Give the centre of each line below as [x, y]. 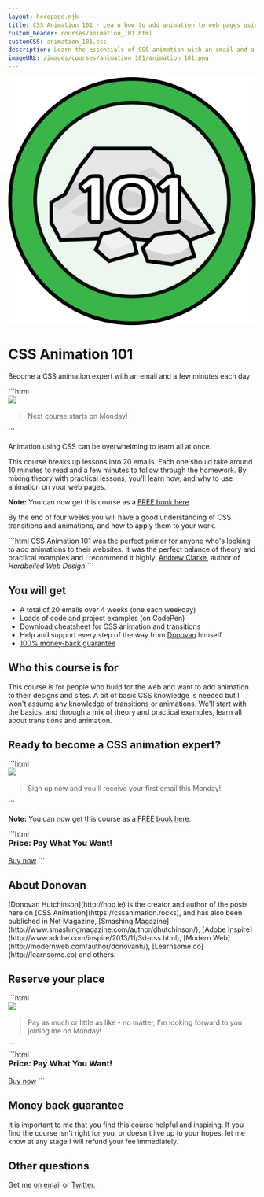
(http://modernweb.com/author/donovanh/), [79, 946]
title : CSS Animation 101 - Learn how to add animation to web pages [125, 25]
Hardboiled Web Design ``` [51, 566]
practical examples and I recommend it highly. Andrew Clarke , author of [125, 557]
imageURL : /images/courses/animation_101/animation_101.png [109, 58]
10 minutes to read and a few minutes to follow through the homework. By [127, 470]
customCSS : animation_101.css [58, 42]
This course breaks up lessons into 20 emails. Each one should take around [130, 461]
